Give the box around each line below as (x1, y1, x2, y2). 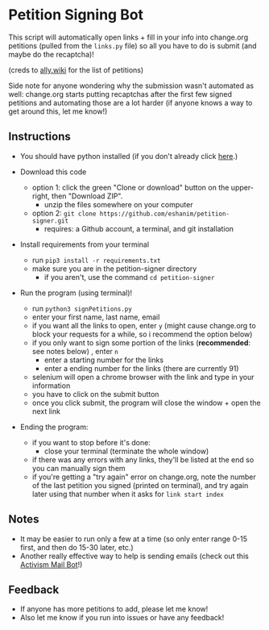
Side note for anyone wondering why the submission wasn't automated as (8, 81, 255, 90)
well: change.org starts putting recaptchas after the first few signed (8, 89, 232, 98)
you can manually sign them (31, 463, 126, 473)
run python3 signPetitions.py (31, 303, 133, 313)
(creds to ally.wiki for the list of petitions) (8, 65, 144, 74)
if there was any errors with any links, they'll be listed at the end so (31, 454, 255, 465)
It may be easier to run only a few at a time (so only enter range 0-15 (19, 534, 248, 544)
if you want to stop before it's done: (31, 437, 151, 447)
